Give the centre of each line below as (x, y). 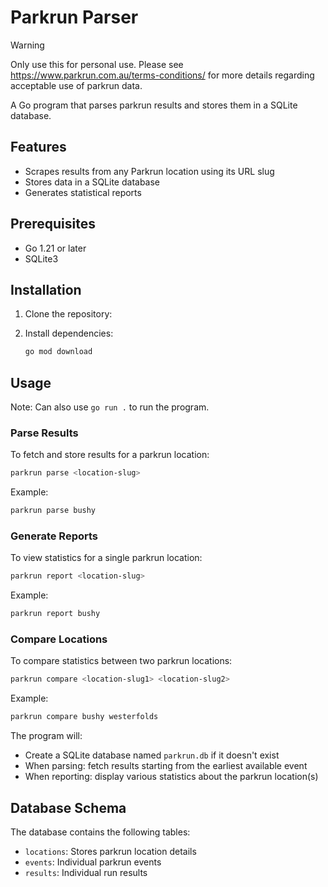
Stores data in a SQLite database (92, 182)
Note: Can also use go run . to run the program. (110, 407)
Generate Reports (54, 536)
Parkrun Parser (74, 17)
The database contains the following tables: (100, 832)
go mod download (58, 352)
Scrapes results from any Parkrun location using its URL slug (149, 171)
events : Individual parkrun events (93, 862)
